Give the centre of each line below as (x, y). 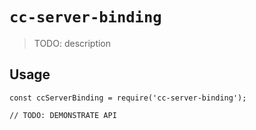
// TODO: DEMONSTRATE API (63, 115)
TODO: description (72, 43)
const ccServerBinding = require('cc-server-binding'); (128, 98)
